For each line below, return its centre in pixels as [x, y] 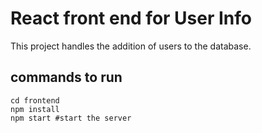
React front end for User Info [131, 18]
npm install [35, 109]
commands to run [66, 77]
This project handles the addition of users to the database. [131, 46]
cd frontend [35, 100]
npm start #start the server [71, 118]
